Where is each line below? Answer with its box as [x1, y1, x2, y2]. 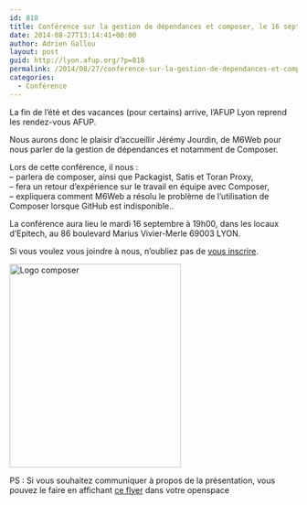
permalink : [9, 65, 51, 74]
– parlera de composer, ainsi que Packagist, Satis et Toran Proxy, [9, 171, 254, 182]
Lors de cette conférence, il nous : [9, 161, 139, 172]
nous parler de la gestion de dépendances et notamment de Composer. [9, 144, 279, 155]
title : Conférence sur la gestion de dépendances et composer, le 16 [9, 22, 281, 31]
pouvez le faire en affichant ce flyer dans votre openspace [9, 484, 230, 495]
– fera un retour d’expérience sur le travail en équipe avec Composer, [9, 180, 270, 192]
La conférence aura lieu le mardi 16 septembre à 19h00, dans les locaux [9, 218, 280, 229]
